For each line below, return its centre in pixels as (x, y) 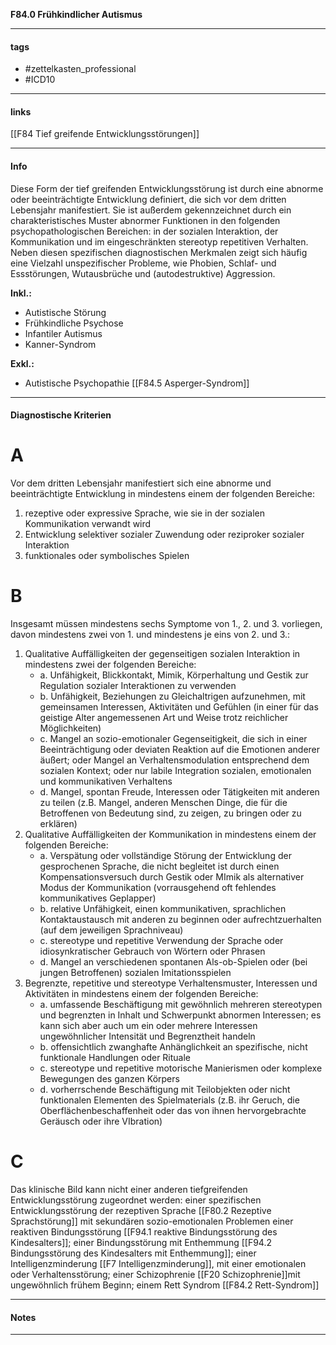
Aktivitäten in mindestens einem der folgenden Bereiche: (141, 994)
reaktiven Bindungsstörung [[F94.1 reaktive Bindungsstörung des (144, 1232)
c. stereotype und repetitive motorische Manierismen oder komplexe (181, 1068)
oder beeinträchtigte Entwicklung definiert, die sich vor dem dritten (148, 199)
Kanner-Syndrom (60, 344)
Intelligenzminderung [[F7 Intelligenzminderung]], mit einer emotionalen (158, 1264)
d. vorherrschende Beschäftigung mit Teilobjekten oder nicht (165, 1090)
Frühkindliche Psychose (74, 323)
